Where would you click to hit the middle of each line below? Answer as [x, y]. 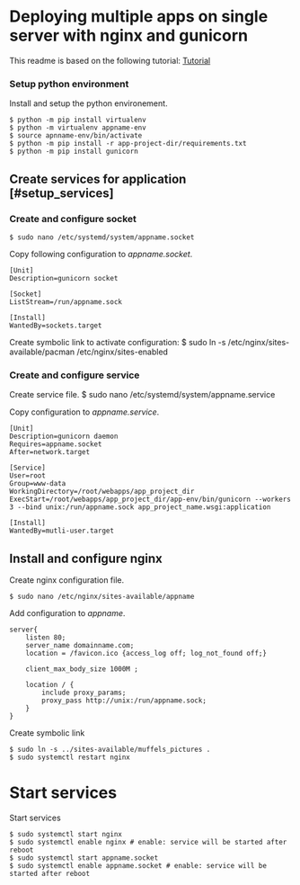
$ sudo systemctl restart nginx [70, 757]
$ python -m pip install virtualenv [78, 120]
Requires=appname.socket [56, 444]
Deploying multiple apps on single [139, 17]
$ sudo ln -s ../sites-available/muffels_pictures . [110, 750]
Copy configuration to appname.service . [84, 412]
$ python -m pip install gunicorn [74, 152]
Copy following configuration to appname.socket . [101, 254]
